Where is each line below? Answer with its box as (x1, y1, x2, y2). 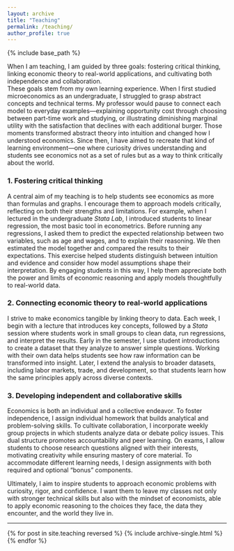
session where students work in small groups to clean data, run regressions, (7, 329, 226, 337)
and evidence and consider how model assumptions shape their (7, 259, 192, 267)
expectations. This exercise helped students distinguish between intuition (7, 251, 218, 259)
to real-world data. (7, 280, 61, 289)
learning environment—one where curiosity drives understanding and (7, 144, 207, 152)
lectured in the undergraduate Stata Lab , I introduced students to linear (7, 214, 212, 222)
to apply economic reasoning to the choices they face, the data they (7, 501, 203, 510)
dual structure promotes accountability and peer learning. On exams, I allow (7, 437, 225, 445)
